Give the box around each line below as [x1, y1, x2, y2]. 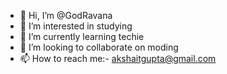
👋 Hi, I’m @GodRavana [19, 10, 113, 21]
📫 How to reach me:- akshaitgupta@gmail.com [19, 53, 217, 64]
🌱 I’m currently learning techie [19, 31, 145, 42]
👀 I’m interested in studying [19, 20, 133, 32]
